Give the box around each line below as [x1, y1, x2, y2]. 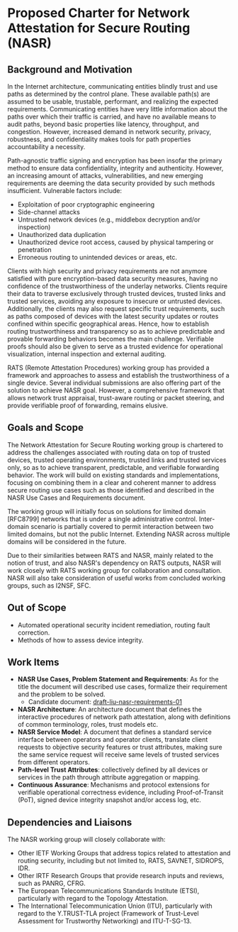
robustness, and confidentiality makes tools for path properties [7, 135, 191, 143]
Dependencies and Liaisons [7, 816, 132, 828]
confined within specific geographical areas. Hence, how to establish [7, 319, 209, 328]
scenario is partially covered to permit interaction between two [30, 522, 214, 530]
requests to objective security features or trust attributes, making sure [17, 743, 222, 752]
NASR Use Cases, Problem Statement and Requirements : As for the [17, 675, 219, 684]
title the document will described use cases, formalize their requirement [17, 683, 228, 691]
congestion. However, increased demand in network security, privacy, [7, 128, 212, 136]
